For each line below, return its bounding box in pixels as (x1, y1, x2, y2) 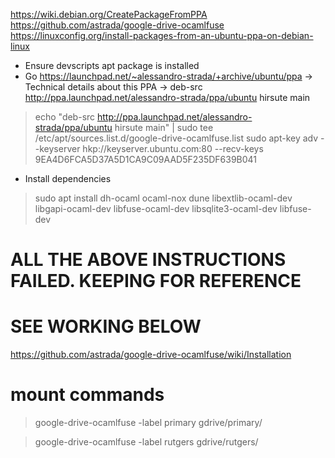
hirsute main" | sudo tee (114, 122, 214, 133)
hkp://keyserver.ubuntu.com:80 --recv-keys (82, 143, 264, 154)
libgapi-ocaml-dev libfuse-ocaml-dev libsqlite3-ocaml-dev (34, 203, 278, 214)
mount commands (10, 384, 165, 406)
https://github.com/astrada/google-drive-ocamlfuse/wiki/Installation (10, 349, 292, 361)
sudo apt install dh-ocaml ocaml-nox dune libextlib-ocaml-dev (34, 192, 293, 204)
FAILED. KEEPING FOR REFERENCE (10, 270, 302, 293)
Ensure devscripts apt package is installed (24, 60, 200, 71)
